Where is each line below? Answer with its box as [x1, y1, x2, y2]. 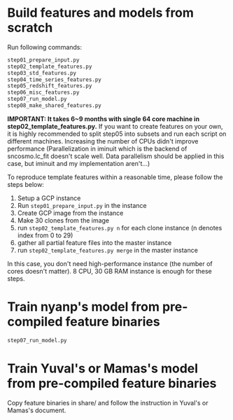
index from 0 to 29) [17, 231, 73, 239]
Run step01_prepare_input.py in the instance [17, 201, 147, 209]
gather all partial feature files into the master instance [17, 238, 172, 246]
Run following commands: [7, 43, 83, 51]
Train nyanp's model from [7, 299, 160, 315]
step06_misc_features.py [7, 89, 80, 96]
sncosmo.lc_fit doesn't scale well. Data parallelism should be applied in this [7, 152, 225, 160]
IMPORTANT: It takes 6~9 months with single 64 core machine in [7, 114, 200, 123]
